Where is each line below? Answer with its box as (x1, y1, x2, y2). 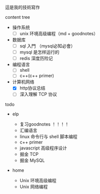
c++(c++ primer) (19, 73, 54, 79)
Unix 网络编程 (19, 184, 48, 190)
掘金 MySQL (19, 157, 45, 163)
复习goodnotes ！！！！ (19, 121, 69, 127)
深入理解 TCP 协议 (19, 91, 57, 97)
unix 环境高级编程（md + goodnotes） (19, 31, 98, 36)
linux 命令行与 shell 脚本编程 (19, 133, 78, 140)
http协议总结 (19, 85, 46, 91)
